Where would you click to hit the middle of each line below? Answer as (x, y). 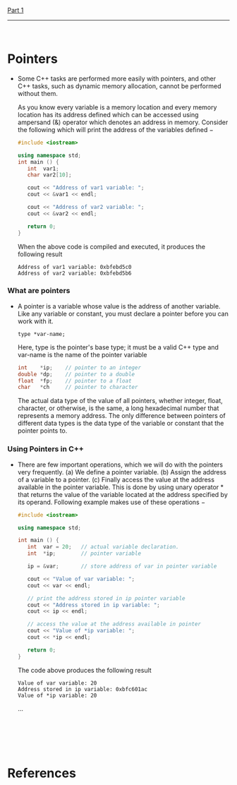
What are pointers (39, 291)
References (42, 773)
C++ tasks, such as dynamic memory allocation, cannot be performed (119, 86)
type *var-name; (41, 334)
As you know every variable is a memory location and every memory (117, 107)
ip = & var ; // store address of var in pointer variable (122, 567)
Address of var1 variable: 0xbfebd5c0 (74, 267)
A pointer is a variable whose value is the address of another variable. (119, 306)
